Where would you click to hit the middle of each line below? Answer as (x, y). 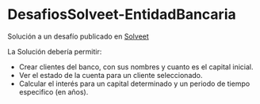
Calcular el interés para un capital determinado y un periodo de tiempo (134, 84)
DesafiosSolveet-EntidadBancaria (122, 15)
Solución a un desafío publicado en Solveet (78, 36)
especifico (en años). (54, 91)
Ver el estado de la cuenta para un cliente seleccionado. (111, 75)
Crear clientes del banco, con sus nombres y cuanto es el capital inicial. (136, 67)
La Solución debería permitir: (55, 51)
